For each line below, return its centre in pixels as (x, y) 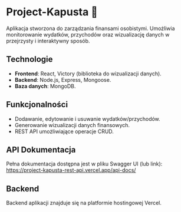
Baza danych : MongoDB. (45, 86)
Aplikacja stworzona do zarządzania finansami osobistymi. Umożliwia (90, 28)
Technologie (29, 59)
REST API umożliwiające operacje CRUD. (64, 131)
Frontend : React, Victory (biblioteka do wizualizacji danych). (88, 74)
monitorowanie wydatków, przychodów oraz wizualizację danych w (88, 34)
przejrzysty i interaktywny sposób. (48, 41)
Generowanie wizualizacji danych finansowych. (72, 125)
